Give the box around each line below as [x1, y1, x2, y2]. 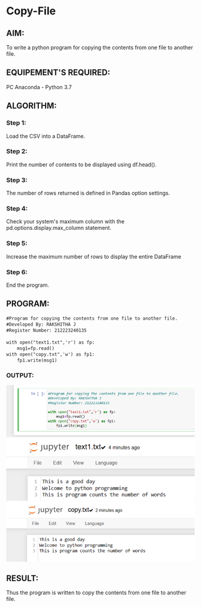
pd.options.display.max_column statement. [6, 224, 112, 232]
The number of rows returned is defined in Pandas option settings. [6, 190, 170, 197]
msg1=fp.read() [17, 345, 55, 351]
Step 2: [6, 147, 28, 156]
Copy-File [6, 4, 56, 18]
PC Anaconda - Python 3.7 [6, 83, 72, 90]
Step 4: [6, 205, 28, 213]
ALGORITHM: [6, 101, 57, 111]
